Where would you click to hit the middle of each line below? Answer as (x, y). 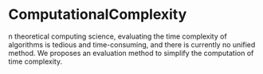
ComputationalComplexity (98, 15)
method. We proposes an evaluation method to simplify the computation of (131, 53)
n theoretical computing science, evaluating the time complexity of (118, 36)
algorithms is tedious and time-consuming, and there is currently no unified (132, 44)
